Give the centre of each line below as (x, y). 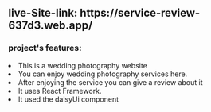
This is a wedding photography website (83, 65)
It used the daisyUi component (69, 99)
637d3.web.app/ (51, 26)
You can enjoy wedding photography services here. (103, 74)
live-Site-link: (43, 13)
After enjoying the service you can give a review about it (111, 82)
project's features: (45, 48)
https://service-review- (140, 13)
